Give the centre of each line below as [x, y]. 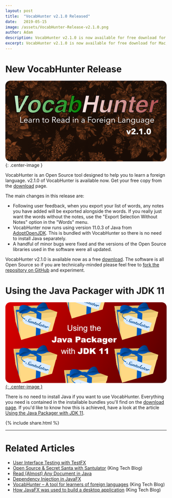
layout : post [19, 11]
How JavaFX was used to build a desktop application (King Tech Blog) [87, 490]
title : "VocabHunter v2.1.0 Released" [48, 16]
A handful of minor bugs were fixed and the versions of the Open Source [89, 244]
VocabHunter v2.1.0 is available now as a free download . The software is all [85, 259]
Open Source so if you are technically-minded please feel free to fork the [82, 264]
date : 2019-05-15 [26, 22]
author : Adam [19, 33]
